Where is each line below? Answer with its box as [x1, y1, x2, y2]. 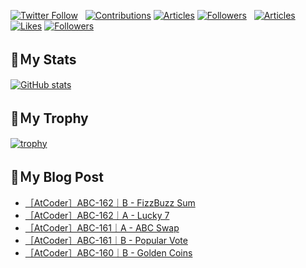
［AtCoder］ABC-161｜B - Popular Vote [24, 235, 188, 247]
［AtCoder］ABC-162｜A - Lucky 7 [24, 210, 170, 222]
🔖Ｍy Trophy [10, 110, 89, 127]
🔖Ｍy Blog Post [10, 169, 104, 186]
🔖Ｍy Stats [10, 51, 77, 69]
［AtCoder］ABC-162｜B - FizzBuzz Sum [24, 197, 196, 209]
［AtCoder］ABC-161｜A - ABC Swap [24, 222, 180, 234]
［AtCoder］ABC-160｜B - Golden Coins [24, 247, 193, 259]
